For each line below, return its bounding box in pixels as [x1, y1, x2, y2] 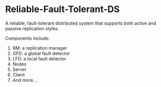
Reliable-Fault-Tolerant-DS [5, 4, 120, 15]
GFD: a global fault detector [12, 50, 70, 56]
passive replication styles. [5, 25, 59, 31]
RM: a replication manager [12, 45, 67, 51]
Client [12, 71, 25, 77]
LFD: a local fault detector [12, 55, 66, 61]
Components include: [5, 35, 50, 41]
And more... [12, 77, 37, 83]
